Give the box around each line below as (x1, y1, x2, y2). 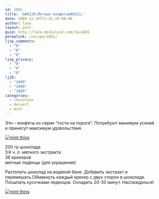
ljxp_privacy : (5, 57, 34, 62)
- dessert (9, 102, 29, 107)
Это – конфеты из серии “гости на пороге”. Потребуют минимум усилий (5, 120, 155, 126)
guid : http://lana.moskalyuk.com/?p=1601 (5, 30, 90, 35)
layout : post (5, 25, 32, 30)
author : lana (5, 20, 32, 26)
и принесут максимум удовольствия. (5, 125, 82, 131)
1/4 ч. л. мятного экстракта (5, 149, 62, 155)
